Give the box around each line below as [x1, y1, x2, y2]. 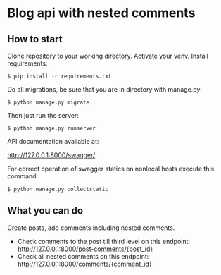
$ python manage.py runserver [7, 125, 96, 132]
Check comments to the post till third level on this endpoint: [17, 237, 191, 245]
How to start [7, 33, 63, 45]
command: [7, 172, 39, 181]
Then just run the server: [7, 111, 80, 119]
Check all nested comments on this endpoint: [17, 252, 149, 260]
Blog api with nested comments [7, 5, 196, 21]
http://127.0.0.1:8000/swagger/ [7, 151, 96, 159]
